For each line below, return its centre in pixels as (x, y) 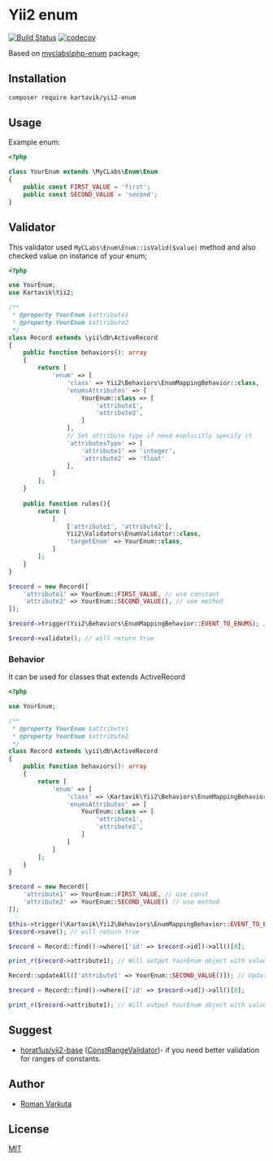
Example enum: (35, 142)
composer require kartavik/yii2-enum (72, 97)
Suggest (30, 1031)
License (29, 1129)
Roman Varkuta (46, 1103)
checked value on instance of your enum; (78, 256)
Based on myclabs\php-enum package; (74, 53)
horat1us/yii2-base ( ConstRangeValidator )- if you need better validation (140, 1050)
